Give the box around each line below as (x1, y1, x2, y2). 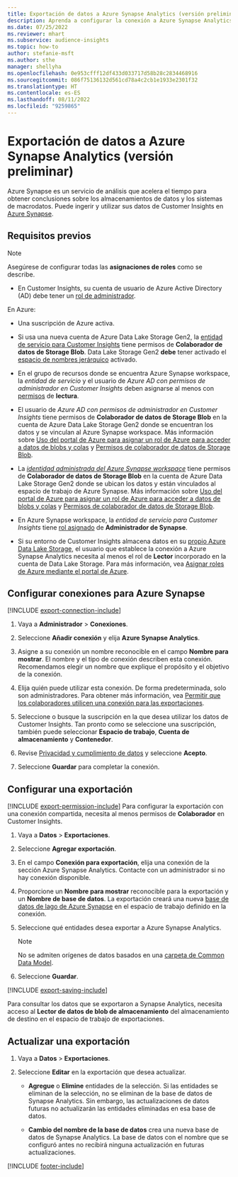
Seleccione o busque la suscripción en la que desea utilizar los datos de (17, 713, 229, 721)
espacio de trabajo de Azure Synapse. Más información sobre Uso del (17, 486, 222, 495)
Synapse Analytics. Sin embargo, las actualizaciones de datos (28, 1097, 210, 1105)
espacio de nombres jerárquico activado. (17, 355, 138, 364)
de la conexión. (17, 670, 62, 679)
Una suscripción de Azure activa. (17, 318, 115, 327)
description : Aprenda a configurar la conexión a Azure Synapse (7, 17, 201, 24)
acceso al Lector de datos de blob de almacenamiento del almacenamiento (7, 1008, 229, 1016)
